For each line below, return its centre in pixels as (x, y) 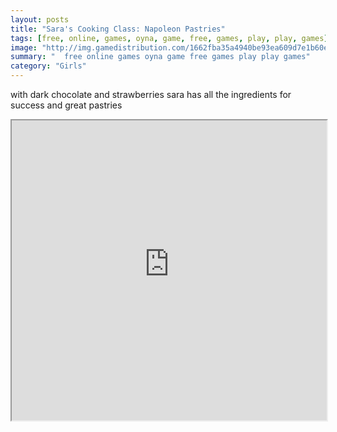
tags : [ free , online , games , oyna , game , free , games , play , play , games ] (169, 38)
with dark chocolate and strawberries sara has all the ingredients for (151, 94)
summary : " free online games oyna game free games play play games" (160, 57)
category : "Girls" (48, 66)
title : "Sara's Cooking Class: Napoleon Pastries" (118, 29)
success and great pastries (66, 105)
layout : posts (40, 19)
